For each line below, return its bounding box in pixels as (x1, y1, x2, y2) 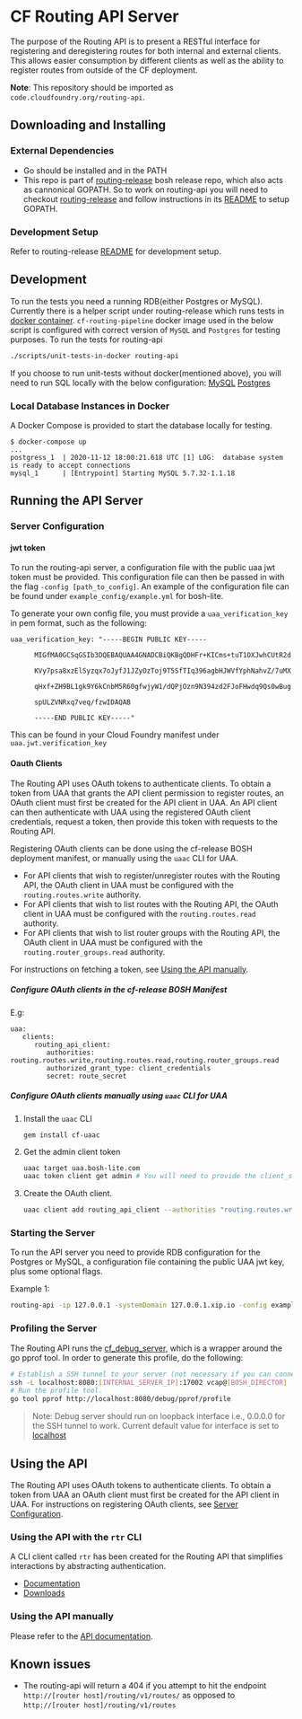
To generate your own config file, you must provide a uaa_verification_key (10, 608, 289, 619)
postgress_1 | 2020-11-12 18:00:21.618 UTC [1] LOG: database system (10, 453, 283, 462)
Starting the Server (10, 1227, 96, 1239)
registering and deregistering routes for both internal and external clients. (10, 45, 281, 56)
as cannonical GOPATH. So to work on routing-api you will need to (22, 184, 268, 195)
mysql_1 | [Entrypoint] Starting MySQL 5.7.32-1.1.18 (10, 469, 236, 478)
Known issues (10, 1656, 91, 1671)
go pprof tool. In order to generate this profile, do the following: (10, 1352, 244, 1362)
